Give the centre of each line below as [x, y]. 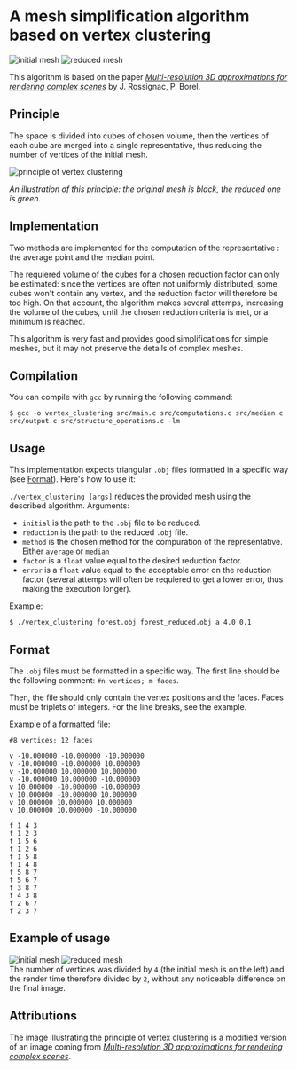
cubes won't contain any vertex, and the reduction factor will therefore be [144, 293]
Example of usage [60, 938]
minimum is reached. [47, 321]
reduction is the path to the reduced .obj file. [105, 532]
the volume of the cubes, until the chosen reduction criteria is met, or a [139, 311]
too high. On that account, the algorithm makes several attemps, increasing [146, 303]
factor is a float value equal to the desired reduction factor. [132, 561]
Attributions [43, 1016]
